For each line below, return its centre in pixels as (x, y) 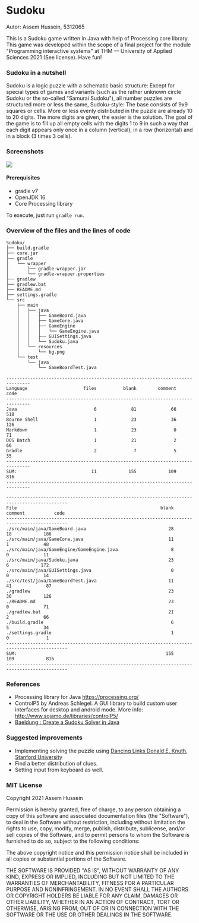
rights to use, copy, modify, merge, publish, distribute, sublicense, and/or (96, 828)
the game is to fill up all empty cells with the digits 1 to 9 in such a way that (97, 124)
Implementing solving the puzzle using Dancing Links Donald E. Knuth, (101, 751)
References (23, 684)
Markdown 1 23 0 (91, 430)
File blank (90, 508)
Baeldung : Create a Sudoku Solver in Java (67, 722)
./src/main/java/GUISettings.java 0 (90, 571)
